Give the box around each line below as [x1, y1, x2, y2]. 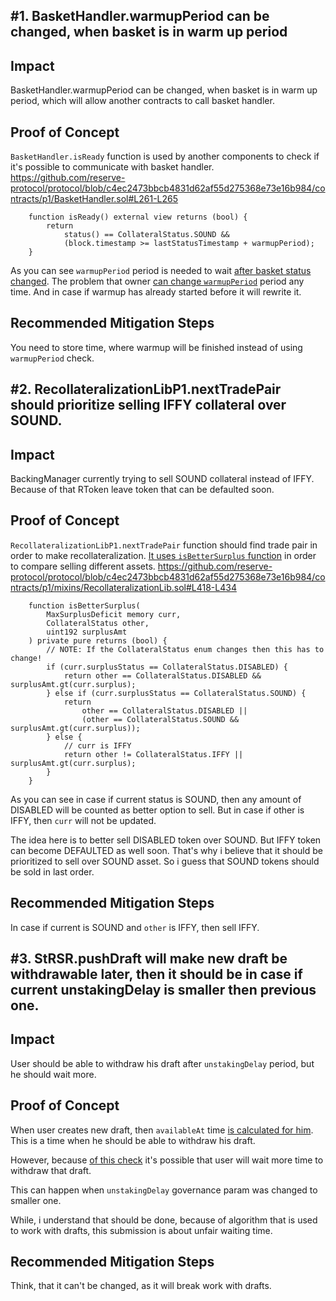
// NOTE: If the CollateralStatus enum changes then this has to [46, 644, 325, 654]
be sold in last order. [10, 865, 95, 878]
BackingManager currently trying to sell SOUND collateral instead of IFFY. [10, 473, 315, 485]
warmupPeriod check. [10, 352, 95, 364]
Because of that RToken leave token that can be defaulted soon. [10, 484, 275, 496]
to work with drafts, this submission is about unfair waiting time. [10, 1224, 273, 1236]
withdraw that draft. [10, 1164, 92, 1176]
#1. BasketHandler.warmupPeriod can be [10, 8, 270, 25]
